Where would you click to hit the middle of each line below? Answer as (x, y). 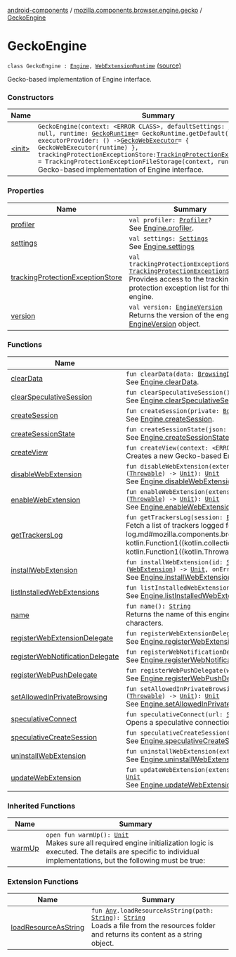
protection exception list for (174, 288)
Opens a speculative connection (179, 722)
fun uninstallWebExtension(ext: (180, 751)
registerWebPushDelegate (54, 675)
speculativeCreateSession (54, 737)
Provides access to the (166, 279)
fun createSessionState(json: (176, 429)
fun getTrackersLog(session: (175, 517)
